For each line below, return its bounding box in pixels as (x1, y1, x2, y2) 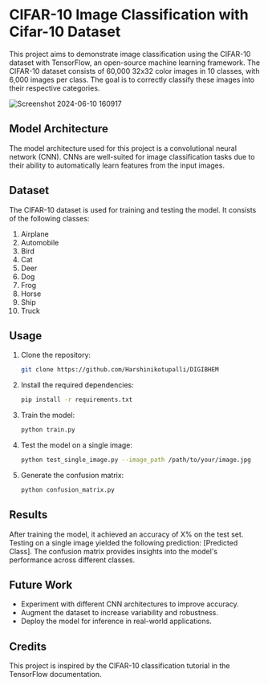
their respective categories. (9, 83, 100, 93)
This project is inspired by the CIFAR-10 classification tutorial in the (9, 661, 231, 671)
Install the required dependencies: (20, 380, 135, 390)
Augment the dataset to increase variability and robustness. (20, 608, 219, 618)
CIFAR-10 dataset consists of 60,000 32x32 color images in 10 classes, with (9, 66, 260, 75)
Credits (9, 639, 47, 653)
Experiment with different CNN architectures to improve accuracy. (20, 599, 239, 609)
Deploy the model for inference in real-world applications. (20, 616, 212, 626)
